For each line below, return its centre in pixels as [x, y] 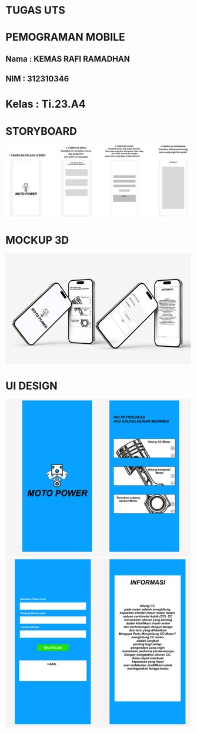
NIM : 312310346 [37, 79]
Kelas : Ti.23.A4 [46, 104]
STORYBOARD [41, 131]
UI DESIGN [31, 386]
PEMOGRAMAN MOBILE [65, 37]
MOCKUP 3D [37, 241]
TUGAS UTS [36, 10]
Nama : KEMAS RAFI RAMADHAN [68, 59]
